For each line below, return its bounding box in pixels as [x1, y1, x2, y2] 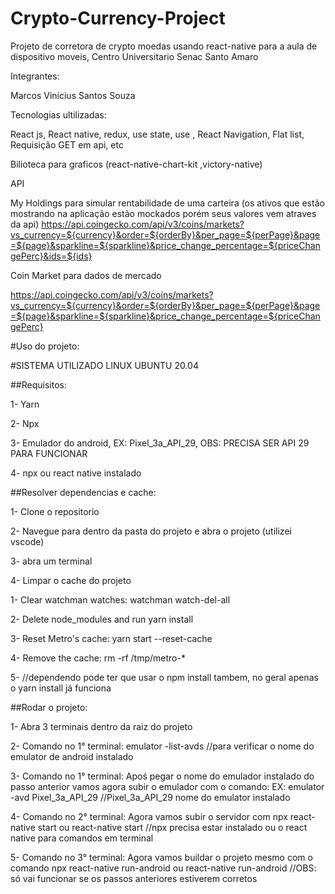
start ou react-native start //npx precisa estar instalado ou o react [37, 821, 308, 833]
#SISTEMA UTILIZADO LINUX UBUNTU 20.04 [10, 359, 199, 371]
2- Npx [10, 417, 40, 429]
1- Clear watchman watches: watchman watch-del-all [10, 593, 231, 606]
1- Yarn [10, 398, 40, 410]
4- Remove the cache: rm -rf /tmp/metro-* [10, 652, 186, 664]
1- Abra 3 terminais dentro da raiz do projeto [10, 720, 193, 732]
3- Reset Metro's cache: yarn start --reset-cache [10, 632, 213, 644]
